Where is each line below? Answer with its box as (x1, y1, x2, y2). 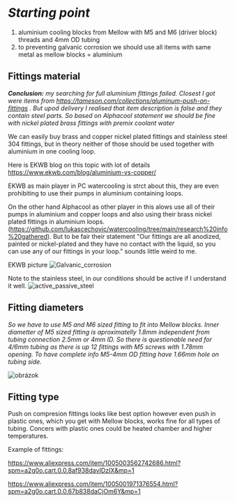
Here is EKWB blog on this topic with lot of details (8, 161, 151, 169)
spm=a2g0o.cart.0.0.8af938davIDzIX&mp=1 (8, 466, 135, 475)
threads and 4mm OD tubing (17, 35, 100, 43)
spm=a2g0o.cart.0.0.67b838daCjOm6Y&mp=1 (8, 487, 142, 496)
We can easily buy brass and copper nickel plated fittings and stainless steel (8, 132, 228, 140)
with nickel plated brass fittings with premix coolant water (8, 119, 175, 127)
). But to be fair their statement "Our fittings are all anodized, (47, 232, 221, 240)
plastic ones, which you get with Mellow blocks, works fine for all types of (8, 417, 220, 425)
